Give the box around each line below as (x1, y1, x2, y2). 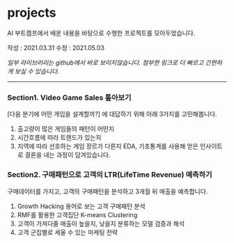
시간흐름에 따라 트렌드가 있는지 (17, 134, 102, 142)
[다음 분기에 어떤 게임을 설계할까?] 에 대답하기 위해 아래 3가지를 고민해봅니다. (7, 110, 217, 118)
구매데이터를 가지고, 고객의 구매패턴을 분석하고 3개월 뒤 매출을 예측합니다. (7, 187, 208, 196)
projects (7, 5, 57, 21)
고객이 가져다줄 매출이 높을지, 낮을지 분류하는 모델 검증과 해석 (17, 219, 185, 228)
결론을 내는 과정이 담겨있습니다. (24, 151, 111, 159)
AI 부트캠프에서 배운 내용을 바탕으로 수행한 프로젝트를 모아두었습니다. (7, 29, 196, 37)
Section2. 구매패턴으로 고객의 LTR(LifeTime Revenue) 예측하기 (7, 170, 212, 180)
